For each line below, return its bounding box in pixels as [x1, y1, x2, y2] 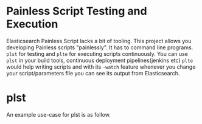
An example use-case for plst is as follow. [6, 111, 111, 118]
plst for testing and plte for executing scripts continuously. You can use [6, 50, 189, 57]
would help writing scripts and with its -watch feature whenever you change [6, 63, 196, 71]
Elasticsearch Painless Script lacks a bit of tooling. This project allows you [6, 37, 192, 44]
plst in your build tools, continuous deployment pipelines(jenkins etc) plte [6, 57, 193, 64]
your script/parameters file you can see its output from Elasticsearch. [6, 69, 180, 77]
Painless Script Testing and [6, 4, 147, 18]
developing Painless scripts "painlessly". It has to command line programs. [6, 44, 193, 51]
